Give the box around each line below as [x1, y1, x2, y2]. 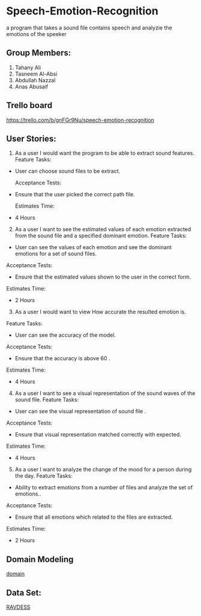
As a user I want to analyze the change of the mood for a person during [14, 466, 192, 473]
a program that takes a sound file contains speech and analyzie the [6, 24, 172, 31]
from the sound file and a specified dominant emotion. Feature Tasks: [14, 232, 187, 240]
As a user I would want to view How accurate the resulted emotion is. [14, 308, 187, 316]
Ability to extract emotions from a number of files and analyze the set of [14, 484, 193, 491]
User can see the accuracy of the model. [14, 331, 116, 339]
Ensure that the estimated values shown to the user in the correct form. [14, 273, 191, 280]
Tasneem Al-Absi [14, 70, 58, 77]
